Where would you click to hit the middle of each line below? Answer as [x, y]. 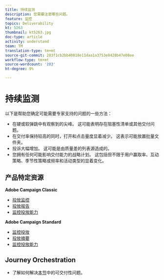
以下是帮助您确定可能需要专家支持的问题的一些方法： [59, 113]
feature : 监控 [19, 19]
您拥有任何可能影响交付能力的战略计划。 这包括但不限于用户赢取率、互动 [85, 154]
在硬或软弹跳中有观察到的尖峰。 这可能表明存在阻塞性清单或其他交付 [81, 124]
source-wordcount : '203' [30, 64]
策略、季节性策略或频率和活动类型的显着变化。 [59, 160]
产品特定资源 [24, 178]
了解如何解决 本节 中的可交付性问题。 [49, 272]
